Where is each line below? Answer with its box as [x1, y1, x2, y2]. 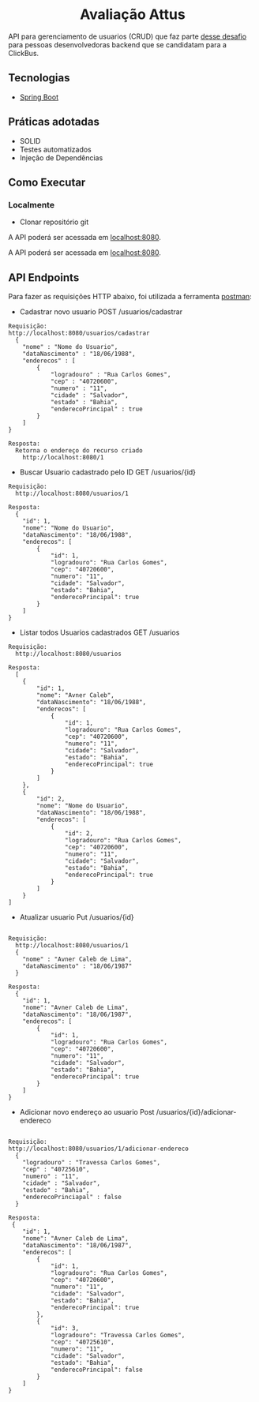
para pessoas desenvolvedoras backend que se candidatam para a [8, 39, 227, 49]
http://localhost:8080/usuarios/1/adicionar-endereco [8, 1145, 190, 1153]
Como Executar [8, 175, 86, 189]
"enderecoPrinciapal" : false [22, 1194, 122, 1201]
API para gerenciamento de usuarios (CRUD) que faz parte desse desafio [8, 32, 247, 41]
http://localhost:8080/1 [22, 454, 104, 462]
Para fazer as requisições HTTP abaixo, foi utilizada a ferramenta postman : [8, 292, 253, 302]
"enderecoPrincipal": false [50, 1366, 144, 1374]
